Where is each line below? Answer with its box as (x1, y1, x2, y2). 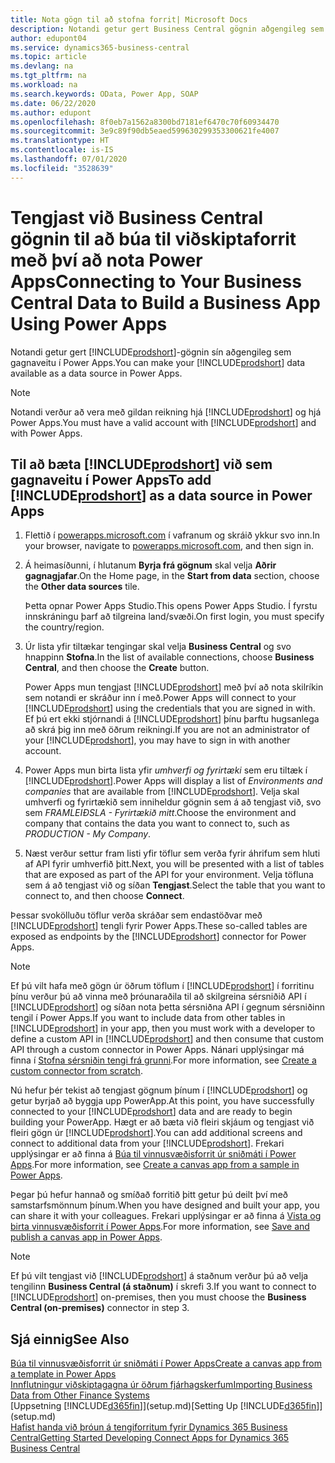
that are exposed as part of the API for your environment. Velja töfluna (24, 869, 314, 881)
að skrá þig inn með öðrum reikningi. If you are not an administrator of (24, 724, 311, 736)
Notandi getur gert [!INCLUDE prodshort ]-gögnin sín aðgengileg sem (10, 346, 292, 358)
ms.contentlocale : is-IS (10, 145, 114, 155)
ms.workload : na (10, 80, 78, 90)
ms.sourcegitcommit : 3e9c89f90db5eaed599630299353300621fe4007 (10, 126, 280, 136)
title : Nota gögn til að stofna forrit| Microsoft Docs (10, 14, 248, 25)
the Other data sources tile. (24, 581, 140, 593)
